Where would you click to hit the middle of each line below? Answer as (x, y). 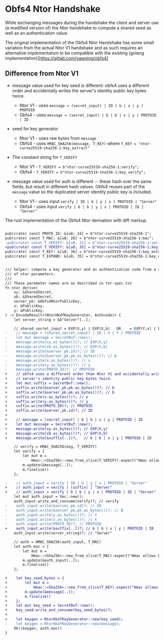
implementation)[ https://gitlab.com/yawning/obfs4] (57, 58)
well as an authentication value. (37, 33)
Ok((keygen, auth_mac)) (38, 628)
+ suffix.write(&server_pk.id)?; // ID (49, 410)
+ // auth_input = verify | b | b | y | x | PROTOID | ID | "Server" (81, 492)
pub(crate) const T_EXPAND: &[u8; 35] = (47, 256)
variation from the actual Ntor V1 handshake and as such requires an (74, 48)
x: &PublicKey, (29, 306)
